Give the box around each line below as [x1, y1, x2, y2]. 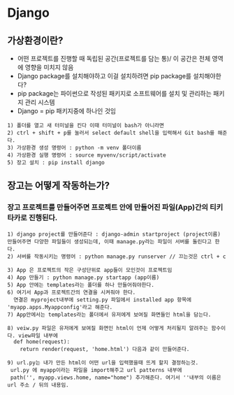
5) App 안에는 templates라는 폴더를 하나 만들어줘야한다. [7, 281, 155, 288]
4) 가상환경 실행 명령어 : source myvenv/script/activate [7, 152, 166, 159]
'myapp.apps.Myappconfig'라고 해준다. [7, 303, 113, 310]
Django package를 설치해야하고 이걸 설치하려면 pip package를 [17, 72, 192, 80]
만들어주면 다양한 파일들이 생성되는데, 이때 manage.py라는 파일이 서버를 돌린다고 [7, 238, 212, 245]
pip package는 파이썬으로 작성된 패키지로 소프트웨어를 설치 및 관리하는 [17, 89, 212, 97]
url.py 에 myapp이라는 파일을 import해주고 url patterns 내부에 [10, 366, 182, 373]
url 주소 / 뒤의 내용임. [7, 381, 70, 389]
